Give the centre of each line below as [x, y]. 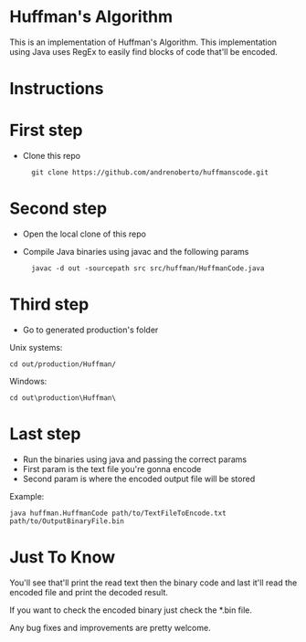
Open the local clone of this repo [84, 234]
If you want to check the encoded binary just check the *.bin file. [131, 610]
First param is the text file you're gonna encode [112, 468]
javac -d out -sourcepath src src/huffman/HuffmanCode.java [148, 268]
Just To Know [63, 558]
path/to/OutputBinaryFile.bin [67, 521]
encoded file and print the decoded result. [89, 592]
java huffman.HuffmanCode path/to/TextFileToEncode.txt [118, 513]
